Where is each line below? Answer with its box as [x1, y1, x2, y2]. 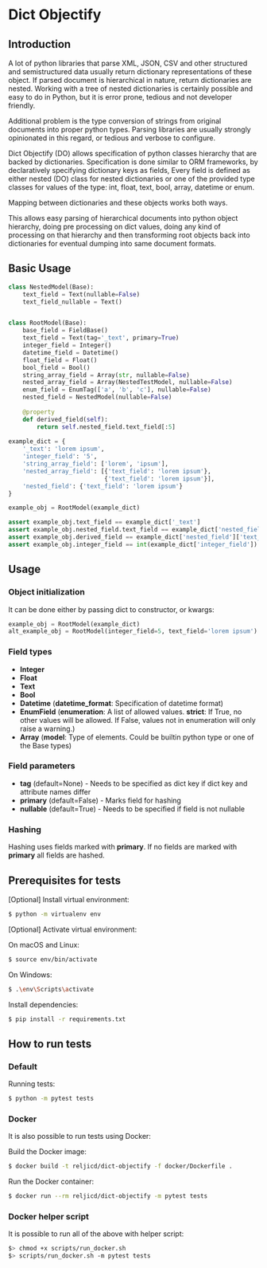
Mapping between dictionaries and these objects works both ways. [8, 198, 228, 207]
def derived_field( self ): [22, 415, 109, 423]
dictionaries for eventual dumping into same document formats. [8, 239, 217, 248]
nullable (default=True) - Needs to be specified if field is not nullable [19, 803, 245, 814]
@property [22, 408, 56, 416]
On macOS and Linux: [8, 940, 79, 949]
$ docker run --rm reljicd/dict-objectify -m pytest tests [8, 1192, 208, 1200]
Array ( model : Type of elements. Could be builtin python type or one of [19, 732, 254, 742]
